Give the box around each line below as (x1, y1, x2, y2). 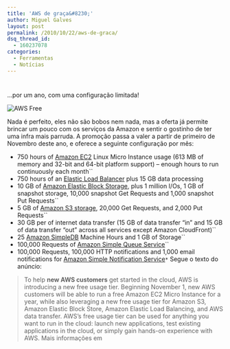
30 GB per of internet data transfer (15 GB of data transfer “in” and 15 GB (16, 218, 223, 227)
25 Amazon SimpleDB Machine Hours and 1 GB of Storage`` (16, 233, 185, 241)
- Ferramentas (13, 55, 54, 62)
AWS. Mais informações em (23, 334, 103, 342)
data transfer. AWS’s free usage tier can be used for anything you (23, 312, 209, 320)
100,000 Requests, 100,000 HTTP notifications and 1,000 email (16, 247, 196, 256)
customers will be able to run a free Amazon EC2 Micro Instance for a (23, 290, 221, 298)
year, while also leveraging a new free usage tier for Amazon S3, (23, 297, 207, 306)
